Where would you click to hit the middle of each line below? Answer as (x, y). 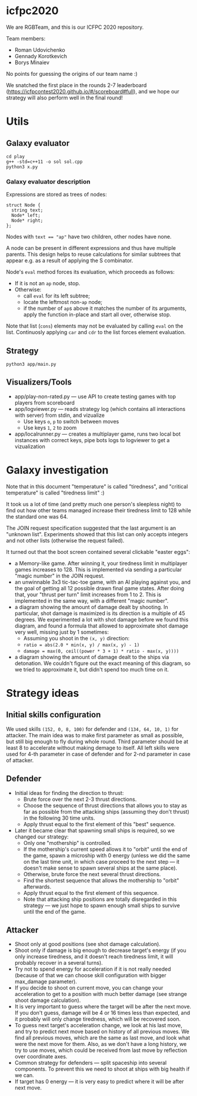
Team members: (26, 38)
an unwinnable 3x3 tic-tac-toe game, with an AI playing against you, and (103, 582)
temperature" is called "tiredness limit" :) (55, 493)
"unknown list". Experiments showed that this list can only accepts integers (97, 534)
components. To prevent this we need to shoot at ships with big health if (102, 1069)
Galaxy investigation (57, 470)
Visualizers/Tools (39, 382)
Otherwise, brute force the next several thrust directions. (92, 874)
